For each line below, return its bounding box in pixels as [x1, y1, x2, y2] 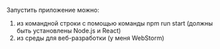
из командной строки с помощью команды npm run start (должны [16, 19, 213, 27]
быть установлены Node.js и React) [16, 27, 121, 35]
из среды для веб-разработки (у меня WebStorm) [16, 34, 164, 42]
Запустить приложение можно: [6, 6, 100, 14]
